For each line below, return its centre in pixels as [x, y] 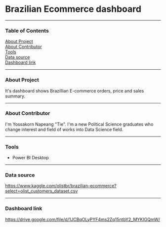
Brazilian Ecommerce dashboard [73, 9]
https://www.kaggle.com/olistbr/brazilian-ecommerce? [61, 186]
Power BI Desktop [30, 158]
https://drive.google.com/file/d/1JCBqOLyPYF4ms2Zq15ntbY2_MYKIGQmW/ [83, 219]
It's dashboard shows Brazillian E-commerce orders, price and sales [75, 91]
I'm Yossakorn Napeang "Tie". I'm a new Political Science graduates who [79, 124]
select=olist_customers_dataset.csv [41, 191]
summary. [15, 96]
